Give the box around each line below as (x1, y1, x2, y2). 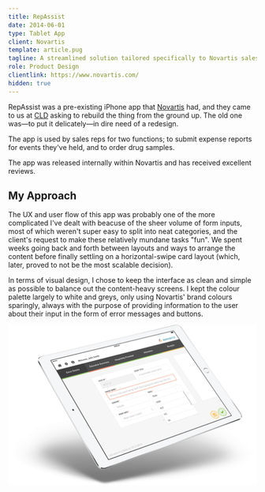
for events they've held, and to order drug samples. (8, 142, 175, 152)
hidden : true (8, 79, 51, 87)
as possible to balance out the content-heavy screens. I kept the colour (8, 284, 241, 294)
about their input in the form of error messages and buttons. (8, 309, 203, 319)
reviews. (8, 166, 35, 175)
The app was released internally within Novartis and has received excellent (8, 158, 252, 167)
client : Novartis (8, 38, 65, 46)
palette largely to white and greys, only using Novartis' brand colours (8, 292, 233, 302)
